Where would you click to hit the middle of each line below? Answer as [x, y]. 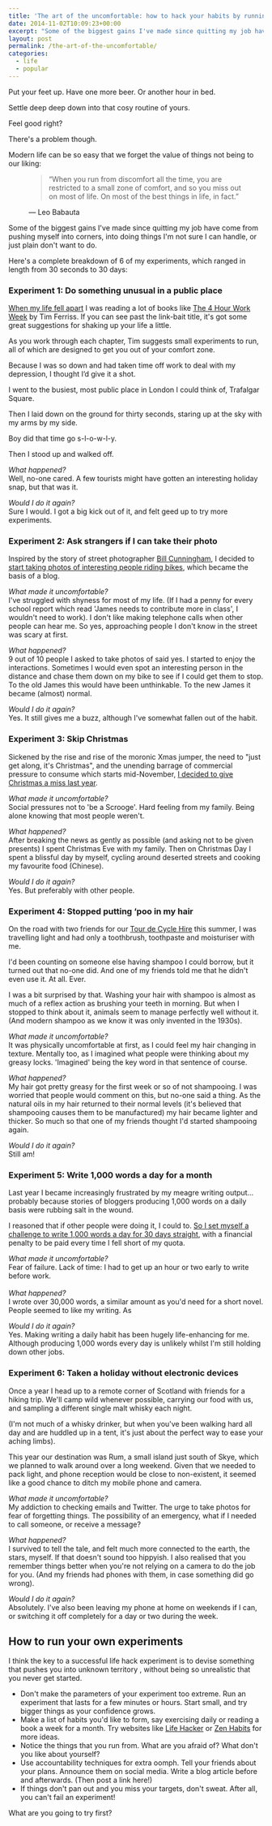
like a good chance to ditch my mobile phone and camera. [105, 1483]
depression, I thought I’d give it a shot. [72, 374]
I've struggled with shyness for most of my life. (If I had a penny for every [131, 601]
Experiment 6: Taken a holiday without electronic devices [123, 1373]
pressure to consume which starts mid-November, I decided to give [121, 774]
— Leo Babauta [54, 212]
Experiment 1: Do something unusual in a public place [115, 291]
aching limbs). [32, 1441]
